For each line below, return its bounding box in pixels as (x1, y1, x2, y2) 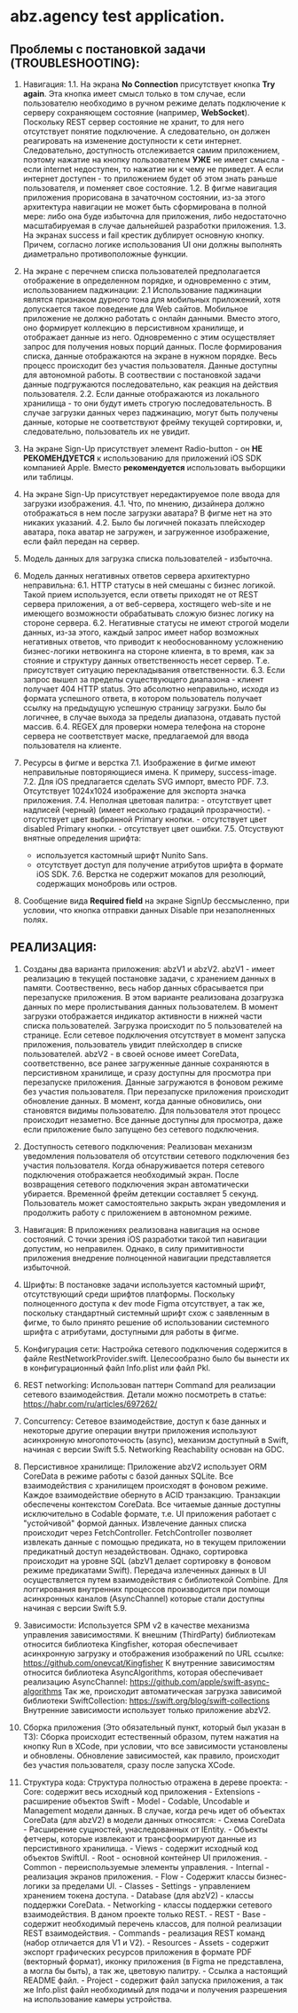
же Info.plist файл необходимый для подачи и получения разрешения (22, 1984, 287, 1994)
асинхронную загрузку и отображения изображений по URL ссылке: (22, 1648, 285, 1659)
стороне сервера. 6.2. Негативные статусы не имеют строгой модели (22, 618, 289, 628)
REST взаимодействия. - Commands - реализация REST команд (22, 1928, 265, 1938)
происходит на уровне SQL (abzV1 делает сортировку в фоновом (22, 1555, 271, 1566)
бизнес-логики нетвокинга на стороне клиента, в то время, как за (22, 646, 275, 656)
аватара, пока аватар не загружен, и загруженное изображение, (22, 526, 270, 537)
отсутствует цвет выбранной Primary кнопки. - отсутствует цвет (22, 814, 267, 825)
